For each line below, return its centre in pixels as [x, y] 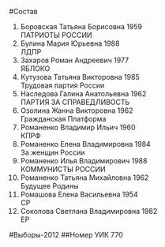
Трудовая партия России [62, 85]
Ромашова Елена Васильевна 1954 [79, 194]
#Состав [23, 11]
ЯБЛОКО [35, 69]
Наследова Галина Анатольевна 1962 [83, 94]
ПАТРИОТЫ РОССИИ [56, 35]
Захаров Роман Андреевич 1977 [75, 60]
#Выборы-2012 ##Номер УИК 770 [66, 235]
